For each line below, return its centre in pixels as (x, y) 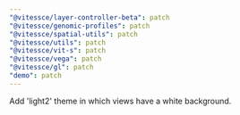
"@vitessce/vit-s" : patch (57, 51)
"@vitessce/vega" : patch (56, 59)
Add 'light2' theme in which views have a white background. (120, 101)
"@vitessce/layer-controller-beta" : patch (90, 17)
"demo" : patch (36, 76)
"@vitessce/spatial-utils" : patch (74, 34)
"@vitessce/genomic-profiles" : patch (80, 26)
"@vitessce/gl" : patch (51, 68)
